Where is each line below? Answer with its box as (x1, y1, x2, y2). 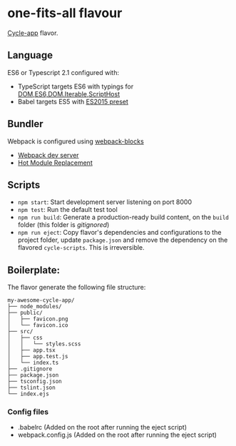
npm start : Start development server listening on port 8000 (17, 198, 193, 206)
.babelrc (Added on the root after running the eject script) (17, 423, 188, 432)
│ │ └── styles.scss (7, 340, 81, 348)
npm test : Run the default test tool (17, 206, 118, 214)
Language (7, 49, 53, 61)
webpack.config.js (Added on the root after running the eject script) (17, 430, 217, 440)
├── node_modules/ (7, 303, 62, 310)
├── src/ (7, 328, 34, 335)
